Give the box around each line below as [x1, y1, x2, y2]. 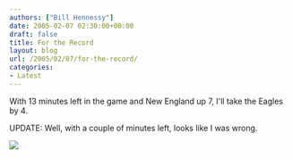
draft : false [9, 29, 58, 38]
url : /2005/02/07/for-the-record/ [9, 54, 139, 63]
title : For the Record [9, 38, 94, 47]
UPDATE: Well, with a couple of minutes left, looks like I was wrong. [9, 122, 258, 133]
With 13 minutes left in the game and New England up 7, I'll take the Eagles [9, 96, 284, 106]
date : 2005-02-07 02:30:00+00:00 [9, 21, 134, 30]
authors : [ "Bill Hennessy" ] [9, 13, 115, 22]
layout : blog [9, 46, 58, 55]
